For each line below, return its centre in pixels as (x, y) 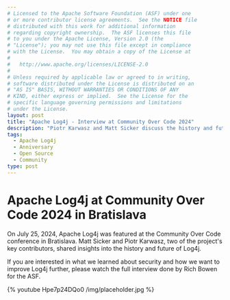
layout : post (26, 115)
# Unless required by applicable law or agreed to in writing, (99, 77)
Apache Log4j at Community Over (106, 200)
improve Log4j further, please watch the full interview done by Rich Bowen (112, 268)
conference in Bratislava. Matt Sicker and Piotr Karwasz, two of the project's (115, 241)
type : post (23, 166)
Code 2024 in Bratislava (77, 215)
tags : (15, 134)
